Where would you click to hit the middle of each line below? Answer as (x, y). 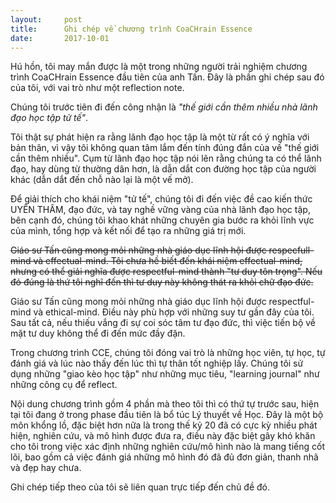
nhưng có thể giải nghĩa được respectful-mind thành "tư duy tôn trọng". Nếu (166, 272)
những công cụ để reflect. (64, 385)
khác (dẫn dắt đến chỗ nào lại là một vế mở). (102, 180)
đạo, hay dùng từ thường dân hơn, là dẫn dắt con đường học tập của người (163, 169)
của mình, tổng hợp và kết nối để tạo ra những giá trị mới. (128, 231)
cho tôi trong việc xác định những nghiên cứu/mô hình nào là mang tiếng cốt (167, 447)
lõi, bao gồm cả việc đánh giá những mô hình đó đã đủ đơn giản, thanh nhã (164, 457)
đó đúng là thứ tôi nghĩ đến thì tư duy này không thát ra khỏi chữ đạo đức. (162, 282)
